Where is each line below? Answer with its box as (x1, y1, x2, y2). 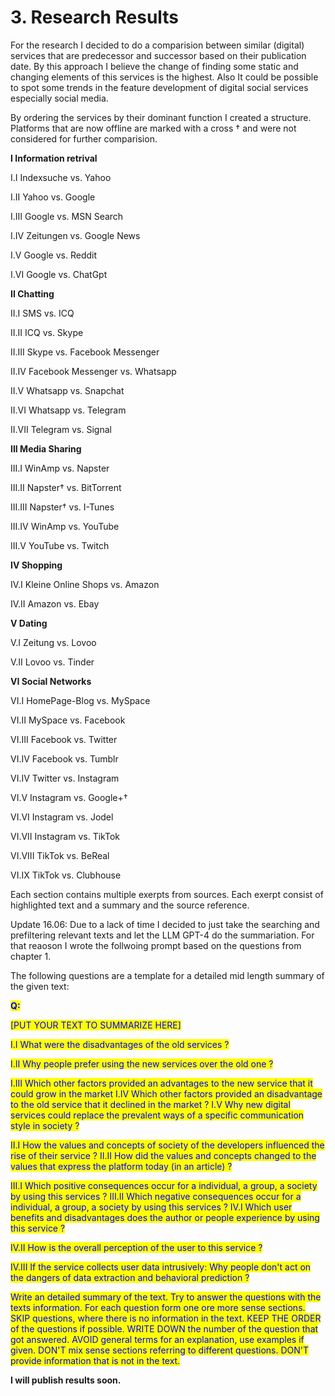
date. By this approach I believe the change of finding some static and (10, 60, 299, 72)
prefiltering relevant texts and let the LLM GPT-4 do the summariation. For (10, 929, 315, 941)
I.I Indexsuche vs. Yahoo (10, 171, 112, 183)
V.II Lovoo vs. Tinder (10, 656, 95, 668)
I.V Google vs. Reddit (10, 249, 98, 261)
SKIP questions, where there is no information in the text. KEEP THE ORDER (10, 1312, 322, 1324)
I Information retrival (10, 152, 98, 164)
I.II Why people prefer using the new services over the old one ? (10, 1057, 274, 1070)
